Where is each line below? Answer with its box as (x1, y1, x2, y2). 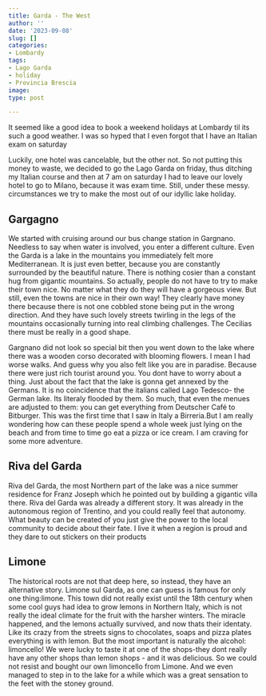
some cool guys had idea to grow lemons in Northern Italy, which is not (8, 601, 242, 611)
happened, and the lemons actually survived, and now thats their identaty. (8, 618, 252, 629)
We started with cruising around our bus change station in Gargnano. (8, 234, 236, 243)
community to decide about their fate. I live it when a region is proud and (8, 523, 248, 533)
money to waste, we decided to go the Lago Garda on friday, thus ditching (8, 163, 252, 173)
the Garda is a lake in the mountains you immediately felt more (8, 251, 214, 260)
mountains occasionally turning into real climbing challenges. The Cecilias (8, 319, 252, 328)
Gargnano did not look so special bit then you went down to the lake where (8, 343, 255, 352)
